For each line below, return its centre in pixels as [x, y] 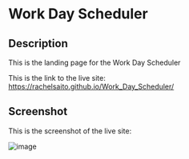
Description [38, 44]
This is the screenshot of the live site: [70, 131]
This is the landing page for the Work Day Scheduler [94, 62]
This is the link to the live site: [57, 78]
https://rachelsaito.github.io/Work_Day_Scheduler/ [91, 86]
